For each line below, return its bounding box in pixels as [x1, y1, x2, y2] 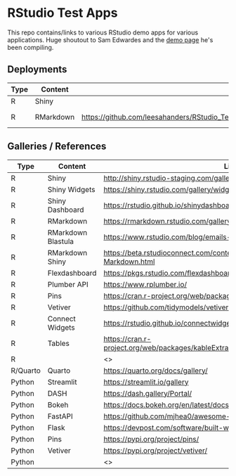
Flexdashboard [47, 268, 97, 278]
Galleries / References [7, 141, 107, 153]
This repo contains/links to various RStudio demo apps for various [7, 28, 199, 37]
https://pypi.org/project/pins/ [103, 434, 199, 444]
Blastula [47, 236, 74, 246]
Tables [47, 338, 70, 348]
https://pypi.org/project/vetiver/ [103, 445, 208, 455]
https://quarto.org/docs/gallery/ [103, 366, 209, 375]
